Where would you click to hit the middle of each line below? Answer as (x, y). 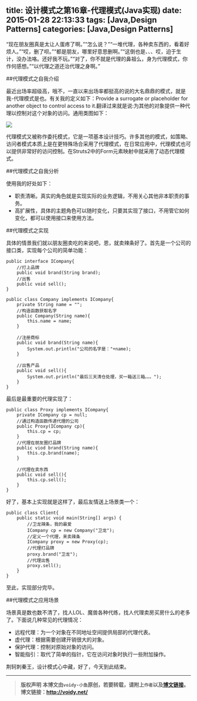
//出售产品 (28, 365)
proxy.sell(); (44, 565)
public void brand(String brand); (59, 272)
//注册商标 (28, 337)
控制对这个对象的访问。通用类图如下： (62, 113)
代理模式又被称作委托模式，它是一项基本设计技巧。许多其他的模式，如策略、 (98, 136)
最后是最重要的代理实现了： (40, 398)
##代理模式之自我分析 (33, 171)
